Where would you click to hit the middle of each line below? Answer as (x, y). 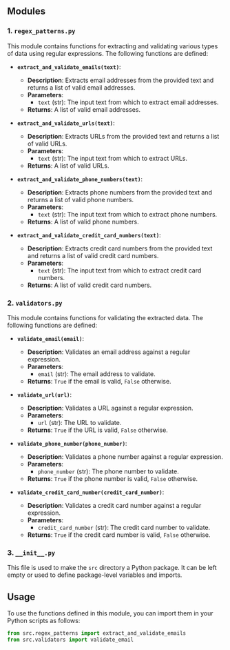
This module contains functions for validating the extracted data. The (105, 317)
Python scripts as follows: (44, 621)
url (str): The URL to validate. (80, 422)
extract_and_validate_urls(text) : (66, 123)
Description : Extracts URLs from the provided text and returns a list (123, 136)
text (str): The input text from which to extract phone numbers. (127, 214)
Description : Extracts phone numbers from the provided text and (119, 192)
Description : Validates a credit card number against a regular (114, 505)
